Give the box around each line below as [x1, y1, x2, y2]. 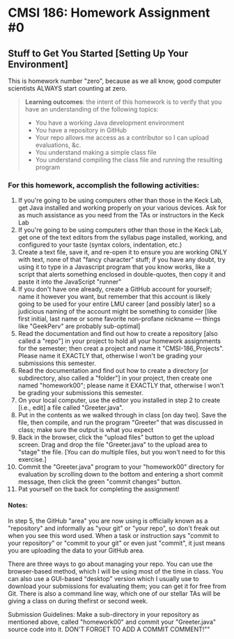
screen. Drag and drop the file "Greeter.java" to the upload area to [17, 440, 208, 449]
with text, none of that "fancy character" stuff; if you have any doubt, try [17, 256, 226, 264]
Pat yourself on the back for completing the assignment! [17, 485, 180, 493]
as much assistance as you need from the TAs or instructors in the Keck [17, 211, 225, 220]
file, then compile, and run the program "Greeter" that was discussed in [17, 418, 224, 426]
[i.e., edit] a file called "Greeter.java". [17, 403, 124, 412]
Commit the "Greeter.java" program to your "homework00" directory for [17, 463, 225, 471]
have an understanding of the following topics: [24, 105, 159, 113]
